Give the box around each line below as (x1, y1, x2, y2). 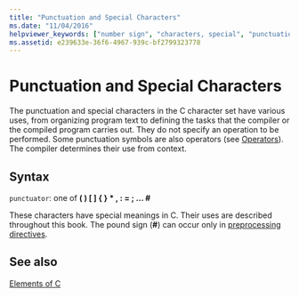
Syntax (9, 169, 50, 184)
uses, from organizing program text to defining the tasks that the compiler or (9, 115, 290, 125)
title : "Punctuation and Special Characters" (9, 12, 181, 22)
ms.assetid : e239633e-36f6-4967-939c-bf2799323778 (9, 37, 201, 47)
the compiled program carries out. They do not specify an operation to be (9, 124, 279, 135)
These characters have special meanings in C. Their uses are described (9, 210, 273, 221)
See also (9, 254, 58, 269)
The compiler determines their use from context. (9, 143, 187, 154)
